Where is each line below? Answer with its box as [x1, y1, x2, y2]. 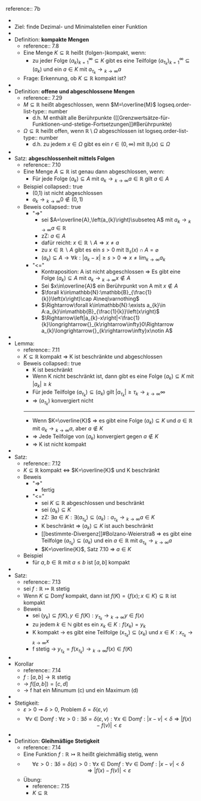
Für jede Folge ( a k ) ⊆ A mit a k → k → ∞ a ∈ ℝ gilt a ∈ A [32, 175, 169, 184]
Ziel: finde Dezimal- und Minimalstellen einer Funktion [14, 23, 148, 30]
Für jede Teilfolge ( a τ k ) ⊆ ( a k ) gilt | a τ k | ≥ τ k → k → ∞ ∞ [32, 388, 166, 398]
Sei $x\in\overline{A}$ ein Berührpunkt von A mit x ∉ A [41, 282, 178, 289]
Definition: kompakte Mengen [14, 36, 89, 43]
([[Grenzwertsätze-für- [113, 114, 170, 121]
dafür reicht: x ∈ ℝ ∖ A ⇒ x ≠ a [41, 239, 119, 246]
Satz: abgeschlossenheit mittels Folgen [14, 155, 115, 162]
